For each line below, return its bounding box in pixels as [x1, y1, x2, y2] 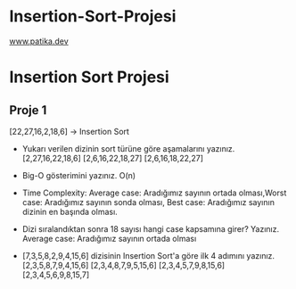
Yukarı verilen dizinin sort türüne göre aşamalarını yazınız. [21, 143, 235, 153]
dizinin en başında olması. [21, 206, 118, 217]
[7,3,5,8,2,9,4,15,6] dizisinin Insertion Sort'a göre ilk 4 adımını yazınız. [21, 250, 275, 260]
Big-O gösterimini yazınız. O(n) [21, 169, 136, 180]
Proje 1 [9, 103, 47, 118]
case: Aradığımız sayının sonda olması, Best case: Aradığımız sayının [21, 196, 275, 207]
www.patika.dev [9, 36, 69, 46]
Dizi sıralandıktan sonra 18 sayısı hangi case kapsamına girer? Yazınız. [21, 223, 279, 234]
